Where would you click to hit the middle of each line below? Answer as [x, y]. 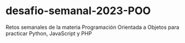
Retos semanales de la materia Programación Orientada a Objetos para [93, 27]
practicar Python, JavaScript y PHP [49, 33]
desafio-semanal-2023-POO [78, 11]
